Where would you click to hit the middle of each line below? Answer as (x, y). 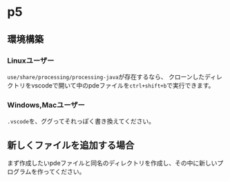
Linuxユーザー (31, 61)
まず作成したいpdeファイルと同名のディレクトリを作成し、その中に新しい (112, 163)
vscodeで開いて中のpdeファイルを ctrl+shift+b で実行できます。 (123, 85)
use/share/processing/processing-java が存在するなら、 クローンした (106, 77)
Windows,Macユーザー (46, 105)
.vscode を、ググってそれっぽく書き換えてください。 (81, 121)
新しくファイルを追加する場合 (71, 145)
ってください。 (64, 171)
